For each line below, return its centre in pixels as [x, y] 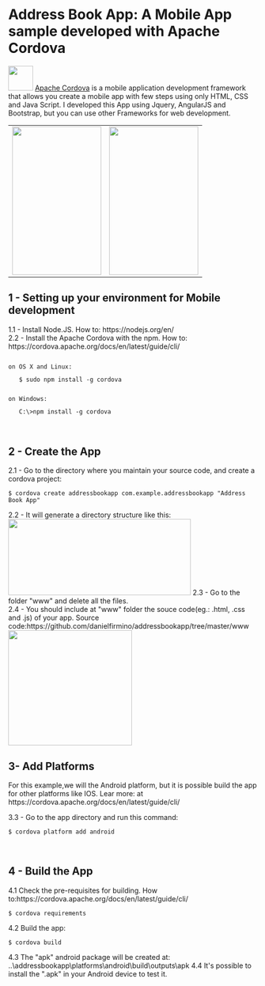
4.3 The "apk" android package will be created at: [89, 957]
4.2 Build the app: [37, 927]
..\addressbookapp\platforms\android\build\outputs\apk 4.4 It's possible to [130, 965]
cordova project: [35, 479]
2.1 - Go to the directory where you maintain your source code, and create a [132, 470]
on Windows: [28, 399]
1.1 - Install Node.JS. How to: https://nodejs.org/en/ [91, 329]
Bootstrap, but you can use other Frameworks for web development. [119, 113]
